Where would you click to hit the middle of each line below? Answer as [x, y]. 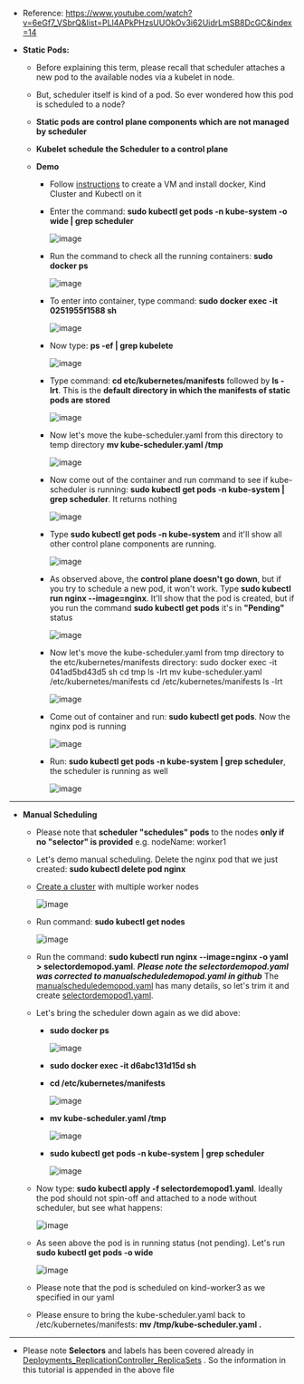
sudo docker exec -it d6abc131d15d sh [123, 1065]
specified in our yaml [75, 1297]
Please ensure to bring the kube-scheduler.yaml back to [141, 1315]
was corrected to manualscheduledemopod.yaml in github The [157, 976]
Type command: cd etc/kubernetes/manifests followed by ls [164, 381]
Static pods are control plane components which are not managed [162, 122]
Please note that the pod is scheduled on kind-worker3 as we [150, 1287]
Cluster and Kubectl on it [95, 194]
